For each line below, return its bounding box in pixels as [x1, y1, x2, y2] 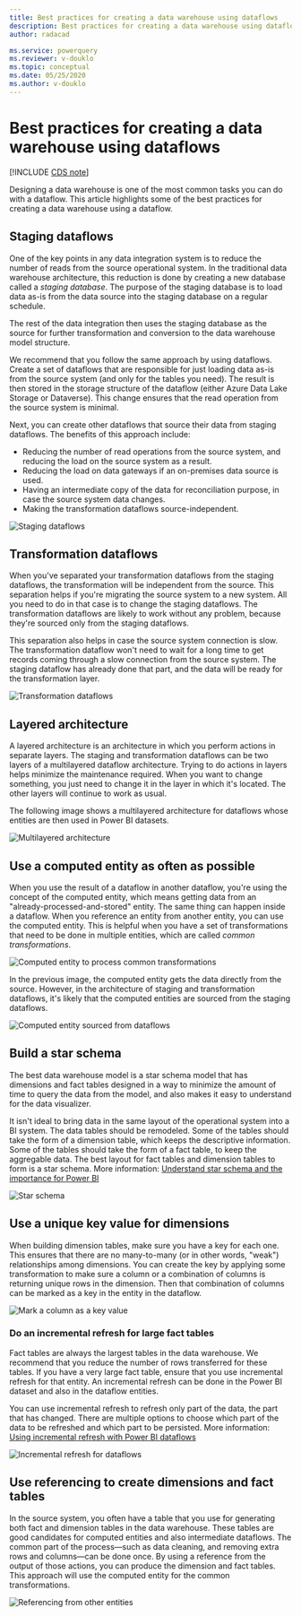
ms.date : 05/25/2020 [9, 71, 87, 81]
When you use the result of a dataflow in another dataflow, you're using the [9, 882, 288, 893]
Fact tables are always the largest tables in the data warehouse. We [9, 1347, 259, 1358]
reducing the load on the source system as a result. [21, 455, 212, 466]
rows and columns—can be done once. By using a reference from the [9, 1551, 266, 1561]
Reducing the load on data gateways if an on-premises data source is [21, 465, 279, 476]
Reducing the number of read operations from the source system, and [21, 445, 281, 457]
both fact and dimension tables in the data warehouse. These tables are [9, 1522, 275, 1533]
